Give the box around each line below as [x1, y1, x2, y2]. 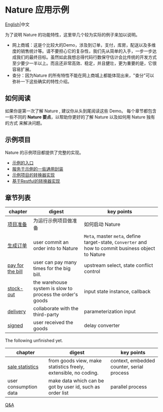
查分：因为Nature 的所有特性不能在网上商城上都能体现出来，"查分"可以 [12, 72, 154, 78]
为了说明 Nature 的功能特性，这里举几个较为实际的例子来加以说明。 [5, 32, 140, 37]
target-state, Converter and [84, 239, 147, 246]
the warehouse [33, 279, 67, 286]
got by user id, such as [48, 383, 100, 390]
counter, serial [110, 363, 144, 370]
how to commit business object [84, 245, 155, 252]
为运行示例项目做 [33, 217, 73, 224]
